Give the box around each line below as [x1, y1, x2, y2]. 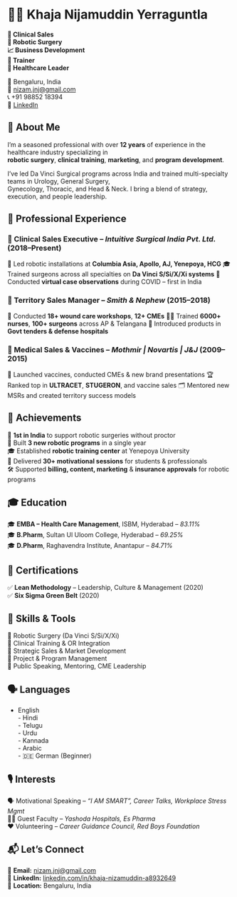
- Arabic [17, 744, 42, 753]
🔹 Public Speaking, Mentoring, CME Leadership [7, 662, 147, 671]
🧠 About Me [7, 121, 60, 134]
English [17, 706, 40, 715]
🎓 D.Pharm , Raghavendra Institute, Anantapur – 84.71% [7, 541, 173, 549]
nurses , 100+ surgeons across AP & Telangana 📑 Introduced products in [7, 319, 221, 328]
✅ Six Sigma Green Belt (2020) [7, 591, 100, 600]
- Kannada [17, 736, 49, 745]
